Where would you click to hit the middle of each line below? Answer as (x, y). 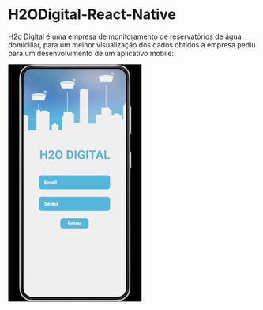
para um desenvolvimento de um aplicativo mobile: (91, 53)
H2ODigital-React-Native (92, 15)
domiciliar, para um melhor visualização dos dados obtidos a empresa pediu (132, 44)
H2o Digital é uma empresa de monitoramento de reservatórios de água (125, 36)
